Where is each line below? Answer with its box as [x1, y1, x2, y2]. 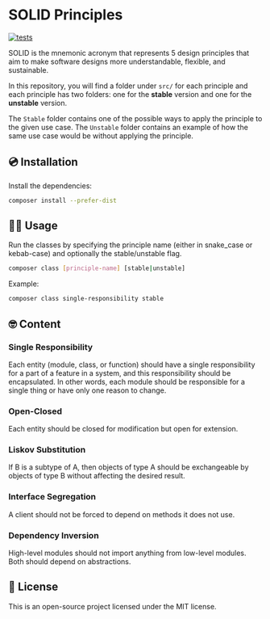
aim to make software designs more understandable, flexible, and [8, 57, 226, 66]
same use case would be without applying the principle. [8, 131, 193, 141]
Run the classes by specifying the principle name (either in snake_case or [8, 240, 253, 250]
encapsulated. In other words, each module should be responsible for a [8, 377, 246, 386]
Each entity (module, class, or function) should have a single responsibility [8, 360, 255, 369]
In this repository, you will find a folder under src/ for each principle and [8, 81, 248, 91]
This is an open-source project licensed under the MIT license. [8, 601, 217, 611]
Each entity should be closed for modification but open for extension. [8, 424, 239, 434]
